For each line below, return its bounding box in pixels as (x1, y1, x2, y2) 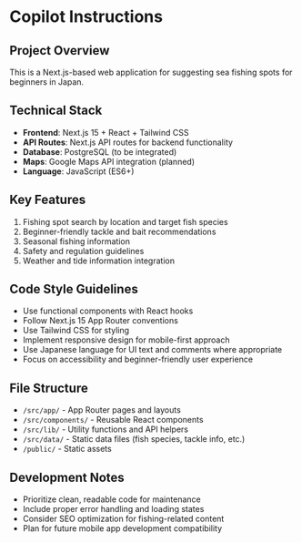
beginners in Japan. (9, 77, 85, 87)
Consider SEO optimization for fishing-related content (22, 513, 225, 525)
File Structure (9, 380, 88, 395)
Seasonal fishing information (22, 235, 130, 247)
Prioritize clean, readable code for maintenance (22, 494, 202, 505)
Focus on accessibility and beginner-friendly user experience (22, 353, 253, 365)
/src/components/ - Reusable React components (22, 415, 204, 425)
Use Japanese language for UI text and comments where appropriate (22, 344, 283, 355)
